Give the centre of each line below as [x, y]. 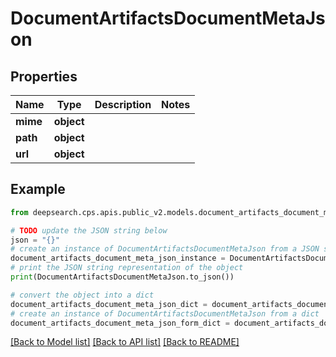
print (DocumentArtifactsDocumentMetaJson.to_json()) [122, 277]
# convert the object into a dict [82, 295]
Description [123, 104]
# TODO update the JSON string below [89, 230]
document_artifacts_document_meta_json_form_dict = [120, 323]
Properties [44, 76]
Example [38, 189]
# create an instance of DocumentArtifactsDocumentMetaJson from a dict [165, 313]
